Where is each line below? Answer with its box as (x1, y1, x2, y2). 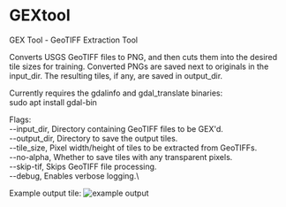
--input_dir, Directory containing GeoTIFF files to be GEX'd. (9, 123, 223, 134)
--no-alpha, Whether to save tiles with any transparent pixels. (9, 151, 233, 162)
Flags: (9, 114, 32, 125)
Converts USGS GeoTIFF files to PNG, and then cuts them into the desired (9, 51, 278, 62)
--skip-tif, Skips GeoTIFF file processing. (9, 161, 157, 172)
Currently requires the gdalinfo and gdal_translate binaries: (9, 88, 223, 98)
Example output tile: (9, 188, 82, 198)
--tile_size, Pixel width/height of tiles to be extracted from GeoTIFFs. (9, 142, 258, 153)
